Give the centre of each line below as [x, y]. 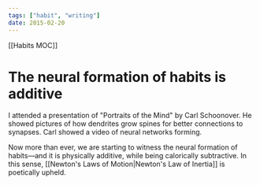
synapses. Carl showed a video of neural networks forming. [105, 132]
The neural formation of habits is [117, 77]
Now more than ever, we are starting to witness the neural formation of [123, 147]
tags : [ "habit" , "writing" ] [54, 15]
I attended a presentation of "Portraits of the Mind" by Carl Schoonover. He [130, 116]
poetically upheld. [37, 172]
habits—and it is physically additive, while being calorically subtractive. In [127, 156]
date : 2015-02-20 [37, 23]
